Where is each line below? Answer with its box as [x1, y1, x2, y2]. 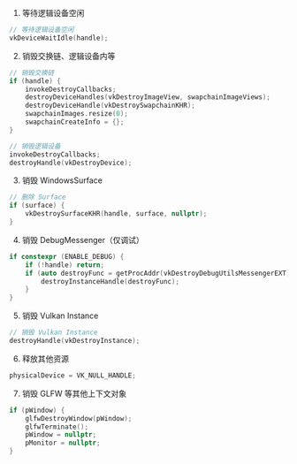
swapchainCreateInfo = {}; [25, 118, 125, 126]
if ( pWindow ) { [9, 406, 65, 415]
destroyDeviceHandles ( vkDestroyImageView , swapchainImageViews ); [25, 93, 271, 102]
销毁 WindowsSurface [21, 175, 103, 186]
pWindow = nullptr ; [25, 430, 97, 439]
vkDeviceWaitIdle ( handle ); [9, 34, 109, 42]
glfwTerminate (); [25, 422, 89, 431]
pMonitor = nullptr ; [25, 438, 101, 448]
